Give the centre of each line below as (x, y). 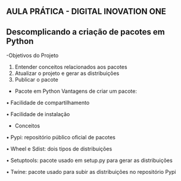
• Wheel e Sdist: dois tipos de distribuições (59, 149)
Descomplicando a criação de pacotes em (86, 32)
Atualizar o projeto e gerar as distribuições (67, 73)
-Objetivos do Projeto (32, 55)
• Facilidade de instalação (38, 114)
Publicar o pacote (36, 80)
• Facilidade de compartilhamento (48, 103)
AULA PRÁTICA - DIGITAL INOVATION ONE (86, 12)
